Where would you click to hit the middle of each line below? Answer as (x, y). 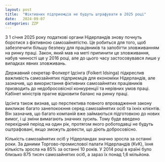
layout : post (18, 10)
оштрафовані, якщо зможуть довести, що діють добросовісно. (71, 129)
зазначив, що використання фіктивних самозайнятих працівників (74, 83)
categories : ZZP (22, 23)
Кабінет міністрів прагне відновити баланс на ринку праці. (67, 94)
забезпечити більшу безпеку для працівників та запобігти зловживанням (82, 48)
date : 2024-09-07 (25, 19)
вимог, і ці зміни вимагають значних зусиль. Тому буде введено (73, 119)
